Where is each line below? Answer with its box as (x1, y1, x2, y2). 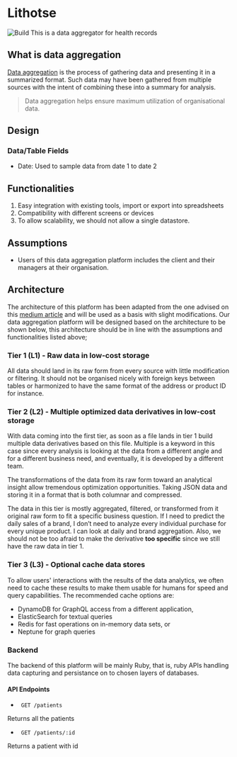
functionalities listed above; (7, 332, 88, 341)
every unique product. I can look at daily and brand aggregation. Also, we (7, 527, 221, 536)
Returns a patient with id (7, 742, 79, 751)
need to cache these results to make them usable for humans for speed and (7, 583, 229, 592)
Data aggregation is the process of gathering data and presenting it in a (7, 67, 216, 76)
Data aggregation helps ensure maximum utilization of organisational (24, 96, 225, 105)
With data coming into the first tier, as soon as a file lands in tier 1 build (7, 432, 214, 440)
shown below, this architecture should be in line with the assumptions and (7, 325, 223, 334)
